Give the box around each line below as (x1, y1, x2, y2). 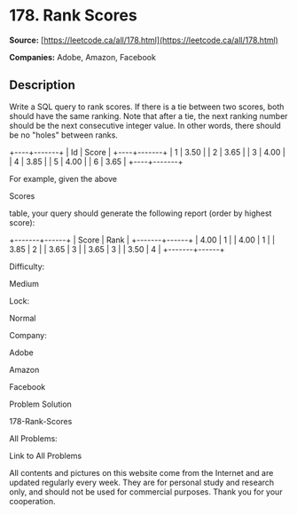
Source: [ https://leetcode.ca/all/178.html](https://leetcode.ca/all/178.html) (9, 35, 279, 45)
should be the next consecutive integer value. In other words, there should (9, 120, 281, 131)
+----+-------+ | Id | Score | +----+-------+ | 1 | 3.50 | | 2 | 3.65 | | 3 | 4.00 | (9, 147, 285, 157)
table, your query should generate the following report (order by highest (9, 208, 272, 218)
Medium (9, 278, 40, 289)
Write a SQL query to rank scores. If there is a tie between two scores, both (9, 101, 285, 112)
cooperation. (9, 495, 56, 506)
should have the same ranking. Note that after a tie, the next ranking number (9, 110, 288, 121)
